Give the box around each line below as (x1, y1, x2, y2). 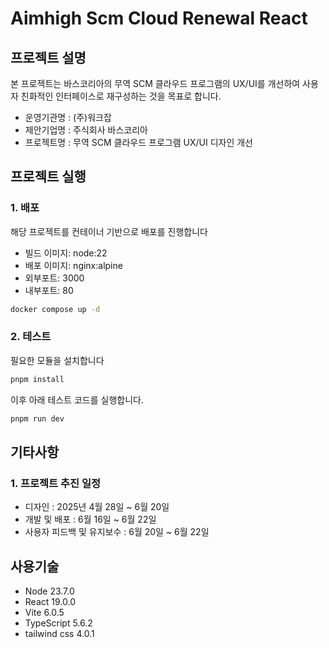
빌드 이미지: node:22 (24, 247, 108, 259)
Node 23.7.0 (24, 585, 75, 597)
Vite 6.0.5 (24, 607, 65, 619)
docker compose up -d (10, 304, 101, 314)
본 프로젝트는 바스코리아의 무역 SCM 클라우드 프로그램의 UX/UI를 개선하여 (10, 78, 301, 89)
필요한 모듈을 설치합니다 (10, 354, 105, 366)
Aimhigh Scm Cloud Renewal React (10, 7, 308, 30)
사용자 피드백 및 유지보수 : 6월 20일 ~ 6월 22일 (24, 526, 210, 538)
